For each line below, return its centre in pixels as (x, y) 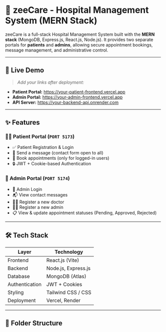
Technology (69, 252)
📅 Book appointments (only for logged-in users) (61, 158)
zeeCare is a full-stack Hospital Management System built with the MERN (80, 34)
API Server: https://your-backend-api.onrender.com (65, 102)
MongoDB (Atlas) (66, 276)
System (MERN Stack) (51, 21)
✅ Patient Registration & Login (43, 147)
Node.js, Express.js (68, 268)
